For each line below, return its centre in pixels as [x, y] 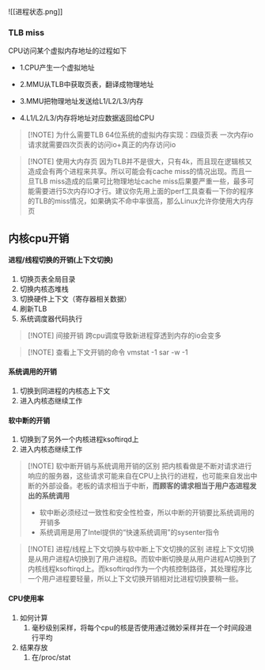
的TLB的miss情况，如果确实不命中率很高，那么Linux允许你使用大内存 [140, 201]
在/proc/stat [51, 657]
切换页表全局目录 [47, 278]
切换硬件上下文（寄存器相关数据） [75, 298]
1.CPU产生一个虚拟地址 [57, 68]
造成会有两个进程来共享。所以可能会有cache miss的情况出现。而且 [136, 172]
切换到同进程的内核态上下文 [65, 391]
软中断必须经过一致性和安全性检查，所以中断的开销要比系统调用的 [147, 513]
